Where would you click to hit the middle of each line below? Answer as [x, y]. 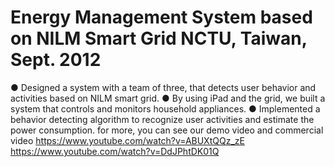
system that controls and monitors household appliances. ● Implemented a [165, 108]
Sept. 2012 [56, 60]
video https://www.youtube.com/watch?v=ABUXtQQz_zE [127, 140]
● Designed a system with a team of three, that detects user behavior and [163, 87]
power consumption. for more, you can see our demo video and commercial [167, 130]
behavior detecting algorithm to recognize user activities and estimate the [162, 119]
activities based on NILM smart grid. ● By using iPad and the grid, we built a [168, 98]
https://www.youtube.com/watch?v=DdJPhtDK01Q [115, 151]
